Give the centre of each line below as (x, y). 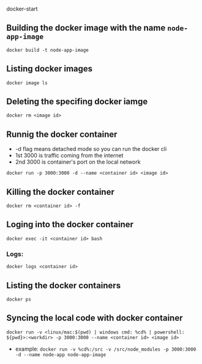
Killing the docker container (60, 192)
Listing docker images (50, 69)
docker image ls (27, 83)
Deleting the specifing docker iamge (77, 102)
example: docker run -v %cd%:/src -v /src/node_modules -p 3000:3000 (106, 349)
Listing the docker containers (64, 286)
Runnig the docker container (62, 134)
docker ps (19, 299)
